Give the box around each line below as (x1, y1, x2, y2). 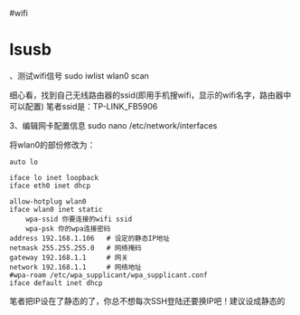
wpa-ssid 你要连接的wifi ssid (25, 215, 133, 224)
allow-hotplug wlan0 (9, 196, 88, 206)
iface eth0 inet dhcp (9, 181, 91, 190)
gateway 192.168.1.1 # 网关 (9, 253, 128, 262)
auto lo (9, 157, 39, 167)
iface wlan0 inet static (9, 205, 103, 214)
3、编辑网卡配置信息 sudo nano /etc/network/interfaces (9, 119, 218, 130)
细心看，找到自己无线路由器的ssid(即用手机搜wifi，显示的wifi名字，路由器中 (9, 90, 292, 100)
